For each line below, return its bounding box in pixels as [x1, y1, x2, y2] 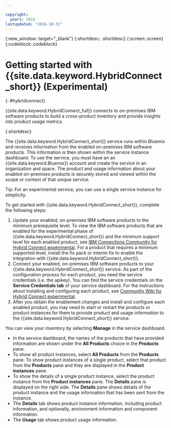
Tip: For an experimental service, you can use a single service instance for [5, 187, 162, 193]
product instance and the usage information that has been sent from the [12, 390, 164, 396]
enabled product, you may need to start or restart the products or [12, 304, 151, 311]
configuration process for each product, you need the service [12, 272, 143, 278]
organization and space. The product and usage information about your [5, 166, 156, 172]
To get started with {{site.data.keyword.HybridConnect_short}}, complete [5, 202, 160, 208]
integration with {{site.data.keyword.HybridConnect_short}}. [12, 255, 139, 261]
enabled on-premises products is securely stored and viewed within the [5, 171, 156, 177]
